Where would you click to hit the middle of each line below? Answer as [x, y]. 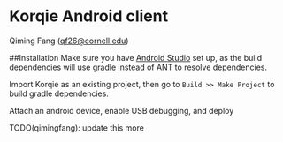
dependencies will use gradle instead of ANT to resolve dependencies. [138, 67]
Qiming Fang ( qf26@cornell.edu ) [69, 41]
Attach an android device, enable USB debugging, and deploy [122, 110]
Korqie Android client [89, 16]
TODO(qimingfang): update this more [76, 127]
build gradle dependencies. [59, 93]
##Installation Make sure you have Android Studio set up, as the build [136, 57]
